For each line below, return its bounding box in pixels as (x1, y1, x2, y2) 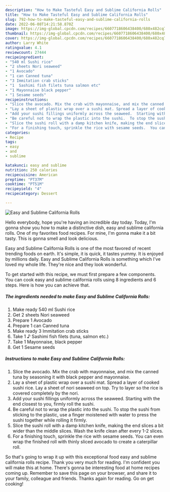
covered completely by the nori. (12, 390, 79, 396)
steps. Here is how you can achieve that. (5, 282, 90, 288)
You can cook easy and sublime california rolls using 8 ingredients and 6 (5, 276, 156, 283)
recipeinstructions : (5, 97, 49, 102)
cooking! (5, 480, 24, 487)
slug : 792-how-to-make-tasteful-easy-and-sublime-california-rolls (5, 17, 151, 22)
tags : (5, 139, 17, 145)
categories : (5, 130, 30, 135)
